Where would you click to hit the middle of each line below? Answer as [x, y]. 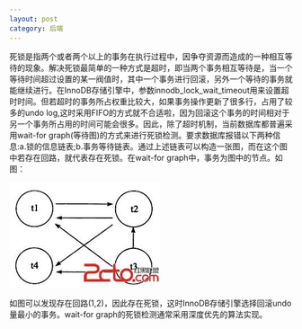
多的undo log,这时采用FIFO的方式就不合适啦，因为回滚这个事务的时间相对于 [150, 112]
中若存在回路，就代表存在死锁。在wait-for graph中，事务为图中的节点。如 [146, 157]
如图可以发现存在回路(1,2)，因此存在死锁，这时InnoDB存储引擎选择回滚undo [151, 303]
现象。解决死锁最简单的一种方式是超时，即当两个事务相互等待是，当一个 [159, 67]
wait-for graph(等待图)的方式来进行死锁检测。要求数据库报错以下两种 [145, 135]
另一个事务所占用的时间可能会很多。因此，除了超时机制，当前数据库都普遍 [147, 124]
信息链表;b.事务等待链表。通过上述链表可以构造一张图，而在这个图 [164, 146]
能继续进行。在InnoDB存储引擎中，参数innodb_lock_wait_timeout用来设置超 [149, 90]
